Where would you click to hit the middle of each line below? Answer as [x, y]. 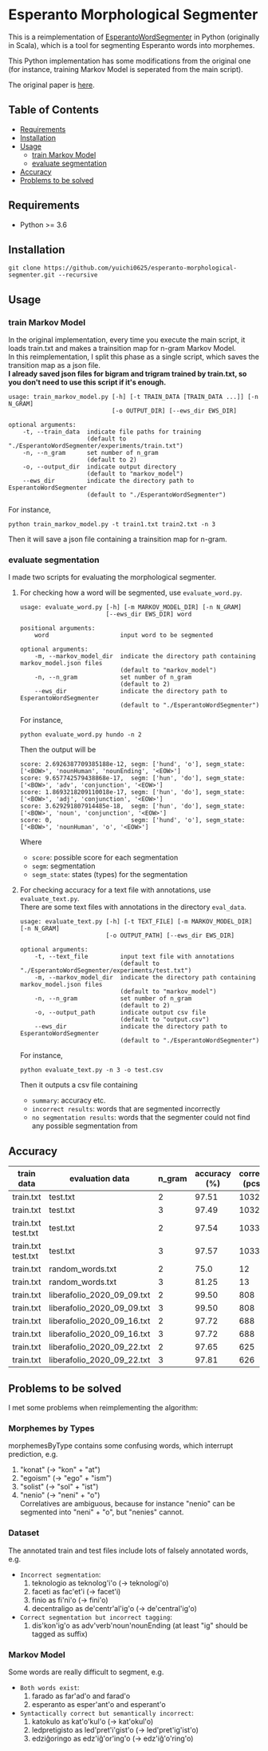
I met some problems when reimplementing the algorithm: [103, 1407]
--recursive [78, 275]
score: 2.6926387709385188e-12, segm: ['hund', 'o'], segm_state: [132, 764]
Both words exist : [49, 1687]
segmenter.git [32, 275]
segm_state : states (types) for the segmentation [110, 875]
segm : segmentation [63, 866]
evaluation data [99, 1179]
